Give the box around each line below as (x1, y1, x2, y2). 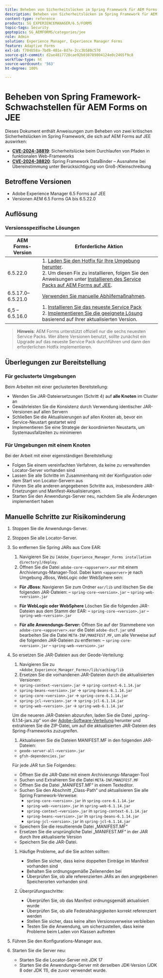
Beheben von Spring (5, 91, 89, 102)
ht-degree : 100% (5, 66, 38, 71)
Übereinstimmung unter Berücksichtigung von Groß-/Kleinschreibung (12, 163, 151, 169)
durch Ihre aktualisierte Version (19, 834, 82, 840)
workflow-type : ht (5, 57, 42, 62)
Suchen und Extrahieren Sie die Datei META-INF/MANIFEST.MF (19, 777, 139, 783)
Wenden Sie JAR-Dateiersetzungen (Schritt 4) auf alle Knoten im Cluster (12, 393, 158, 399)
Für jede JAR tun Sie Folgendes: (12, 763, 76, 768)
